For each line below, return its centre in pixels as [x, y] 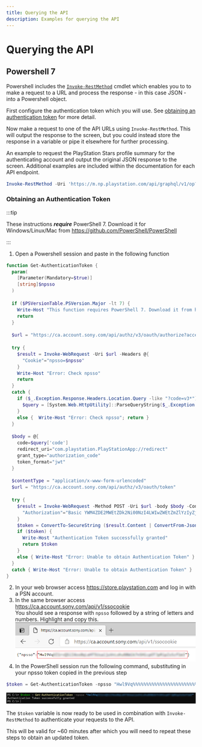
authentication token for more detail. [51, 117]
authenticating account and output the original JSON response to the [92, 159]
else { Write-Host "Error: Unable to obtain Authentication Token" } [106, 557]
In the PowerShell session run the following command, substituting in [100, 666]
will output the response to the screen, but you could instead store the [93, 135]
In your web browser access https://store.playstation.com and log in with [105, 587]
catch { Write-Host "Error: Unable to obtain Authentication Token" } [102, 570]
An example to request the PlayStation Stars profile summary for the [91, 153]
